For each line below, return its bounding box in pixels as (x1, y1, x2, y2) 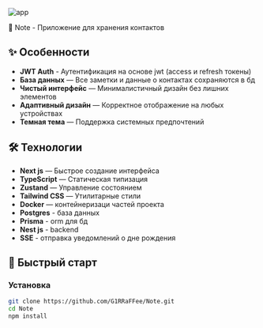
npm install (8, 312, 47, 320)
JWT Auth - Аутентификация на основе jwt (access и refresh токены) (19, 66, 252, 76)
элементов (19, 92, 57, 101)
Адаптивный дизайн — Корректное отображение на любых (19, 100, 224, 110)
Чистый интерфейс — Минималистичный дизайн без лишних (19, 83, 229, 92)
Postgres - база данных (19, 208, 100, 217)
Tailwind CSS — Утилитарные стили (19, 190, 141, 201)
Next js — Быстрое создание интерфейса (19, 166, 160, 175)
